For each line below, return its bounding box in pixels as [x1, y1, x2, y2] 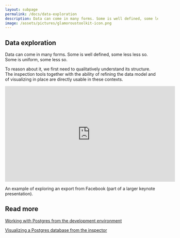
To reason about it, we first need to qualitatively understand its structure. [5, 66, 150, 72]
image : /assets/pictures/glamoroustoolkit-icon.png [5, 20, 112, 26]
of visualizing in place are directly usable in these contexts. [5, 76, 123, 83]
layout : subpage [5, 7, 38, 12]
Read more [5, 205, 39, 213]
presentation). [5, 191, 33, 197]
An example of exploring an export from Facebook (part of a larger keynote [5, 186, 155, 192]
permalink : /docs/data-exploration [5, 12, 77, 17]
